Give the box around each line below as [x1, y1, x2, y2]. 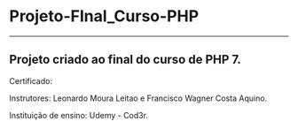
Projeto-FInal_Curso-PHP [9, 6, 200, 27]
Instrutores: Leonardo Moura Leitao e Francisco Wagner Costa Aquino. [9, 93, 268, 103]
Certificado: [9, 75, 53, 86]
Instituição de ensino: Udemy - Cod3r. [9, 110, 149, 120]
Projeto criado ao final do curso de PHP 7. [9, 52, 242, 67]
